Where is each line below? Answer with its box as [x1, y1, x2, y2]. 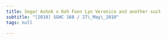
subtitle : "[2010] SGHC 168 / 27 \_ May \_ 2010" [6, 14, 119, 20]
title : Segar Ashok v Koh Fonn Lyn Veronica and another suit [6, 8, 161, 15]
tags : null [6, 19, 33, 25]
